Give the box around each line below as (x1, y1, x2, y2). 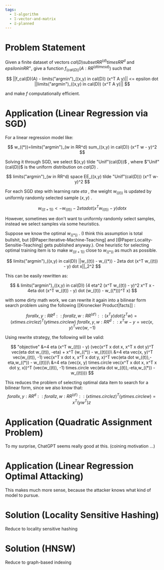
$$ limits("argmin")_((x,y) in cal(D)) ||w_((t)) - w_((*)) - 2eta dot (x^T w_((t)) (6, 258, 158, 264)
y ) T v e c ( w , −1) (69, 324, 96, 331)
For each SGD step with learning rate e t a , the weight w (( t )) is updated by (5, 188, 152, 196)
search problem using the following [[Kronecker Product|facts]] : (5, 302, 136, 308)
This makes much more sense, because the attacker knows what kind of (5, 487, 151, 493)
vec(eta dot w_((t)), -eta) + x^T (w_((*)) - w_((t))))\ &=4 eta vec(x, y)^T (11, 349, 153, 355)
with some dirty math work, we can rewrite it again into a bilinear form (5, 297, 146, 303)
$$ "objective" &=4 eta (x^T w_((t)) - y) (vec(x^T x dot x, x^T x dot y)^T (10, 344, 154, 350)
